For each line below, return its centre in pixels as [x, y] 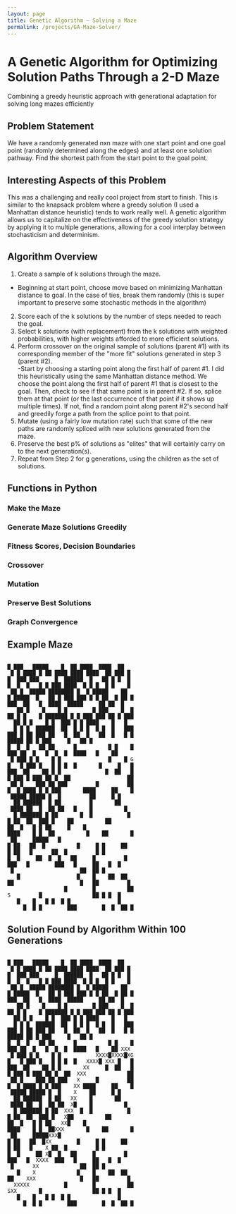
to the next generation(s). [54, 451]
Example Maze [40, 644]
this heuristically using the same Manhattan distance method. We [112, 376]
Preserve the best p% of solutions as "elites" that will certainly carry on [121, 443]
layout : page [26, 14]
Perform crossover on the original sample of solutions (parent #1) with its [123, 346]
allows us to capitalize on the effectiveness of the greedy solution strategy [116, 219]
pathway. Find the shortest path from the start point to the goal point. [107, 158]
